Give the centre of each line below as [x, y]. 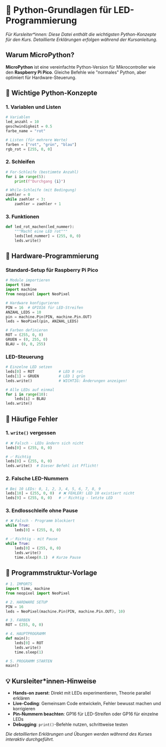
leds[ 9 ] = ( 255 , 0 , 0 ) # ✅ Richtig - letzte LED [59, 498]
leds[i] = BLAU [30, 399]
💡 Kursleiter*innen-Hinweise [51, 681]
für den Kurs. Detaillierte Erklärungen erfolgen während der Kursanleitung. [82, 40]
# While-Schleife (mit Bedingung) [41, 190]
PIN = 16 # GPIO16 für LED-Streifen [44, 308]
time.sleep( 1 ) [29, 652]
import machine [21, 290]
